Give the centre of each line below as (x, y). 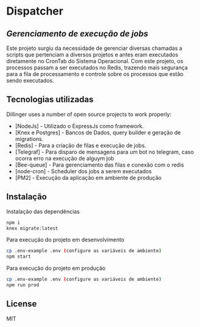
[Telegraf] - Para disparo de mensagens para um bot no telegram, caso (105, 152)
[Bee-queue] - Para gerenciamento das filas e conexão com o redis (99, 165)
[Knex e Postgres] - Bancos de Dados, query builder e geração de (98, 133)
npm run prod (23, 285)
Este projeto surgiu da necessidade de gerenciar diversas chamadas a (94, 48)
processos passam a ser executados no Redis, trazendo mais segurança (97, 67)
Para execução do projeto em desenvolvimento (65, 240)
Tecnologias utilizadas (50, 99)
